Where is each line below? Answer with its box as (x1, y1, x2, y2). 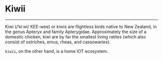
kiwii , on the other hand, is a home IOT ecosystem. (5, 48, 108, 54)
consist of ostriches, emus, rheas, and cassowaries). (5, 39, 111, 45)
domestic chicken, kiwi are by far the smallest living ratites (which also (5, 34, 146, 39)
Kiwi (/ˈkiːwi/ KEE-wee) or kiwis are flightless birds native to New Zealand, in (5, 24, 157, 29)
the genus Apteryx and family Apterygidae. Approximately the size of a (5, 29, 147, 35)
